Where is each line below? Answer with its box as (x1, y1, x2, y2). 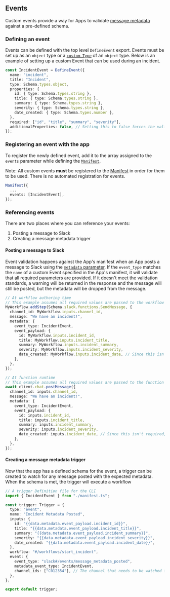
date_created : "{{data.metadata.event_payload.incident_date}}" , (14, 540, 155, 545)
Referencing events (5, 209, 55, 216)
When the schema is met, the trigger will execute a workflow (5, 478, 132, 484)
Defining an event (5, 35, 50, 43)
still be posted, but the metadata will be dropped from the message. (5, 285, 147, 291)
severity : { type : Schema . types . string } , (14, 105, 105, 110)
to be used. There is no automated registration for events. (5, 173, 125, 179)
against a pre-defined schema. (5, 23, 70, 29)
